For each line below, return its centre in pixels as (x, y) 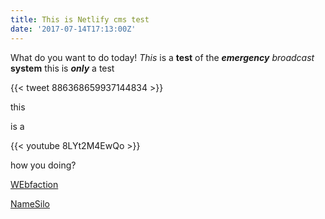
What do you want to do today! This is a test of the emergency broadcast (162, 57)
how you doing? (43, 165)
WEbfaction (34, 184)
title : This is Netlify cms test (80, 19)
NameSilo (30, 203)
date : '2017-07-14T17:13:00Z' (73, 29)
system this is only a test (62, 68)
